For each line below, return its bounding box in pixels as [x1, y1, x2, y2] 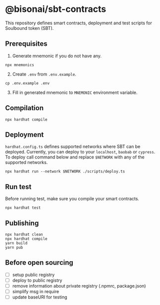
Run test [5, 182, 32, 191]
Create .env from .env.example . [12, 71, 77, 77]
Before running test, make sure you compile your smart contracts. [5, 196, 140, 202]
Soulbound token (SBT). [5, 25, 54, 31]
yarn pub [5, 245, 23, 250]
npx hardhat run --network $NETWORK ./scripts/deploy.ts [5, 169, 125, 174]
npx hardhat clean [5, 232, 43, 237]
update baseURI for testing [12, 294, 68, 300]
